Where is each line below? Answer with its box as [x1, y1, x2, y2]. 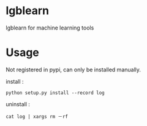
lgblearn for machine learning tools [6, 24, 94, 31]
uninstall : [6, 100, 30, 108]
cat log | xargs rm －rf [6, 113, 69, 120]
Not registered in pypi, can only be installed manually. [6, 66, 141, 73]
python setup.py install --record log [6, 90, 105, 96]
